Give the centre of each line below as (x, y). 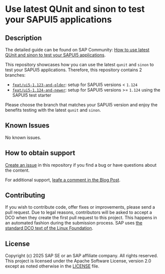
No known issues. (23, 137)
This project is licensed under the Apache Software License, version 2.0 (78, 261)
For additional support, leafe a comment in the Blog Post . (63, 180)
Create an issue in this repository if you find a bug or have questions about (81, 165)
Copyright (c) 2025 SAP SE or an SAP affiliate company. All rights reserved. (82, 256)
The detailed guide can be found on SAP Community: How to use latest (77, 50)
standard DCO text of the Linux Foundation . (49, 228)
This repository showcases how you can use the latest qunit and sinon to (80, 65)
